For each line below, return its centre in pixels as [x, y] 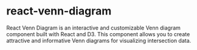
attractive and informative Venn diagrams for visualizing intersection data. [99, 40]
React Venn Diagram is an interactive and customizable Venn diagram [94, 28]
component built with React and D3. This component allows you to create [98, 34]
